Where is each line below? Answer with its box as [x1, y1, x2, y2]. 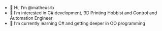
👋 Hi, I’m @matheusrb [9, 5, 54, 10]
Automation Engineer [9, 15, 53, 21]
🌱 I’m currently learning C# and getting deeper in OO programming [9, 20, 145, 26]
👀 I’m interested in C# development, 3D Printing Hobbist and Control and [9, 10, 157, 16]
